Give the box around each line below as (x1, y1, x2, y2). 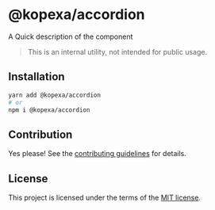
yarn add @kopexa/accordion (8, 91, 102, 99)
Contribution (8, 128, 73, 141)
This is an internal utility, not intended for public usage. (27, 47, 208, 56)
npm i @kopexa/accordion (8, 105, 90, 114)
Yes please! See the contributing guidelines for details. (8, 149, 186, 158)
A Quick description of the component (8, 32, 133, 41)
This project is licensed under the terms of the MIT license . (8, 193, 201, 202)
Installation (8, 70, 65, 84)
